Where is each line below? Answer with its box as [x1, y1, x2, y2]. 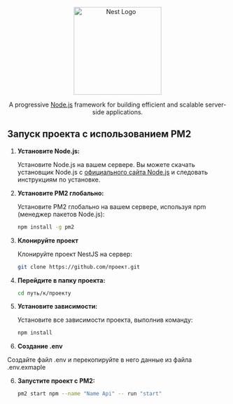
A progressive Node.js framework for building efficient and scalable [8, 100, 204, 109]
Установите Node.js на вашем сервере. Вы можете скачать [17, 160, 196, 168]
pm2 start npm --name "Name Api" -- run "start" [17, 390, 162, 398]
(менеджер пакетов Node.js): [17, 210, 105, 218]
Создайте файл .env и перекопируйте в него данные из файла [7, 356, 192, 364]
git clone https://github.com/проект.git [17, 263, 140, 270]
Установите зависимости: [17, 302, 98, 311]
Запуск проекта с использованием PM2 [7, 128, 192, 140]
